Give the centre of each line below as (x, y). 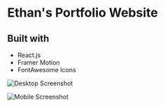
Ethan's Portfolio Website (83, 13)
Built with (28, 39)
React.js (29, 55)
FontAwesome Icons (46, 70)
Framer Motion (39, 63)
